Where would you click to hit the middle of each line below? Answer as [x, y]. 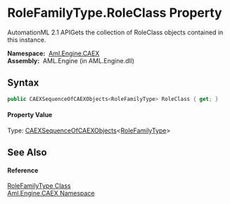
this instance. [27, 39]
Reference [23, 170]
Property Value [30, 115]
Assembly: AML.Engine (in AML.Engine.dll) [71, 60]
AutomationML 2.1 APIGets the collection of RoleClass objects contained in [115, 32]
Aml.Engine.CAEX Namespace [51, 193]
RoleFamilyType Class [39, 186]
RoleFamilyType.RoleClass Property [115, 13]
